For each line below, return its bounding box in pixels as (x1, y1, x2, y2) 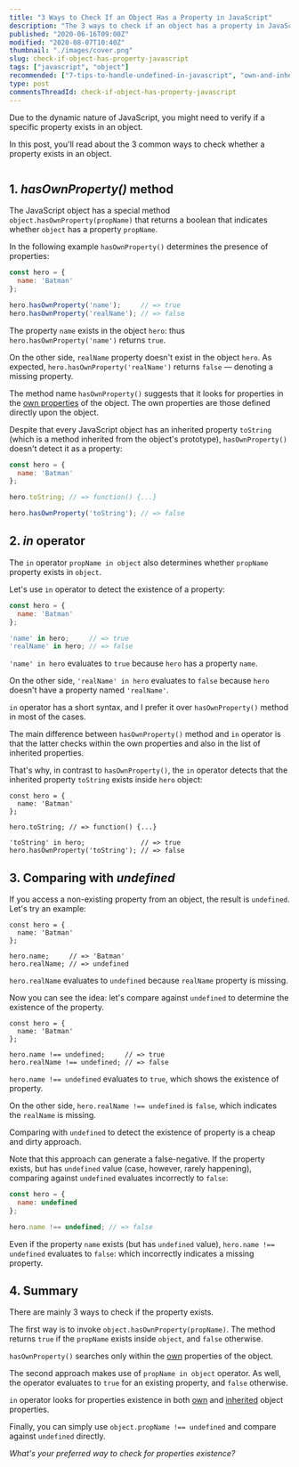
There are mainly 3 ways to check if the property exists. (9, 1307, 214, 1317)
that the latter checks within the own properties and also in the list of (9, 738, 261, 749)
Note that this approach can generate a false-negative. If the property (9, 1154, 265, 1164)
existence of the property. (9, 1002, 105, 1013)
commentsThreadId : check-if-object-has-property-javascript (9, 87, 238, 96)
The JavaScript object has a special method (9, 206, 171, 216)
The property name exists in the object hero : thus (9, 325, 185, 336)
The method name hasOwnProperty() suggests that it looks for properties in (9, 388, 284, 399)
